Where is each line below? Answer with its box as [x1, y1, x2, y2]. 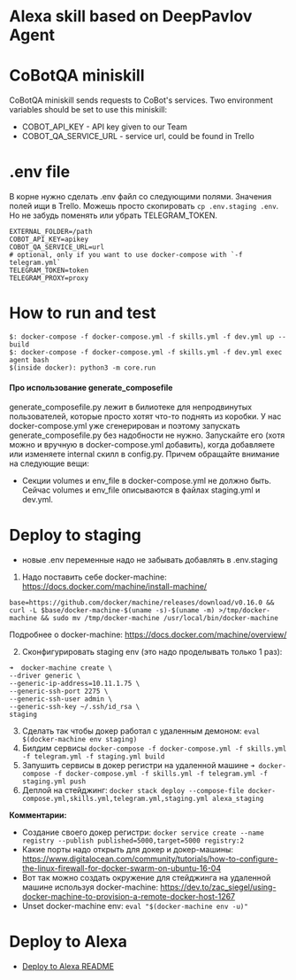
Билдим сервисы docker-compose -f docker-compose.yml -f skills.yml [21, 743, 287, 754]
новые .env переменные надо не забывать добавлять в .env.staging [21, 555, 278, 565]
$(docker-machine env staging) [21, 735, 138, 744]
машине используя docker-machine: [21, 882, 159, 892]
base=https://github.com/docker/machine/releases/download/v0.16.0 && [9, 598, 275, 608]
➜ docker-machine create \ [9, 664, 113, 673]
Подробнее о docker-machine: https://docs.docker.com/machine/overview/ [9, 629, 287, 640]
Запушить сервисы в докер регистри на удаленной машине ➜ [21, 760, 255, 771]
